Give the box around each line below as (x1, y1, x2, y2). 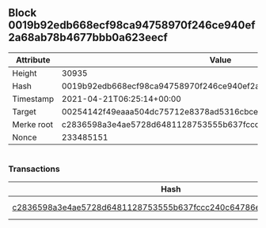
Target (12, 106, 37, 117)
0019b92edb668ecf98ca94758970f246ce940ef (8, 19, 256, 32)
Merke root (12, 118, 54, 129)
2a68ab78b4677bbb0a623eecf (8, 31, 168, 44)
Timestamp (12, 93, 55, 104)
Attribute (15, 54, 51, 65)
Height (12, 67, 37, 78)
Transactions (8, 163, 61, 174)
